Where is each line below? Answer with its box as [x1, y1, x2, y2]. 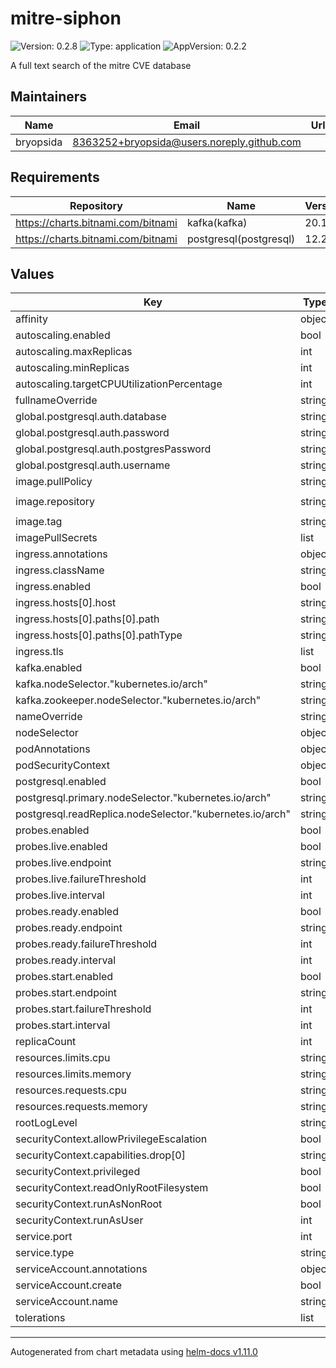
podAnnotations [15, 742, 91, 756]
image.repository [15, 495, 96, 509]
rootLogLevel [15, 1116, 78, 1130]
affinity [15, 312, 48, 326]
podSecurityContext [15, 758, 111, 772]
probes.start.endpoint [15, 986, 118, 1000]
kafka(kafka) [186, 215, 248, 229]
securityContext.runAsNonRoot [15, 1197, 163, 1211]
